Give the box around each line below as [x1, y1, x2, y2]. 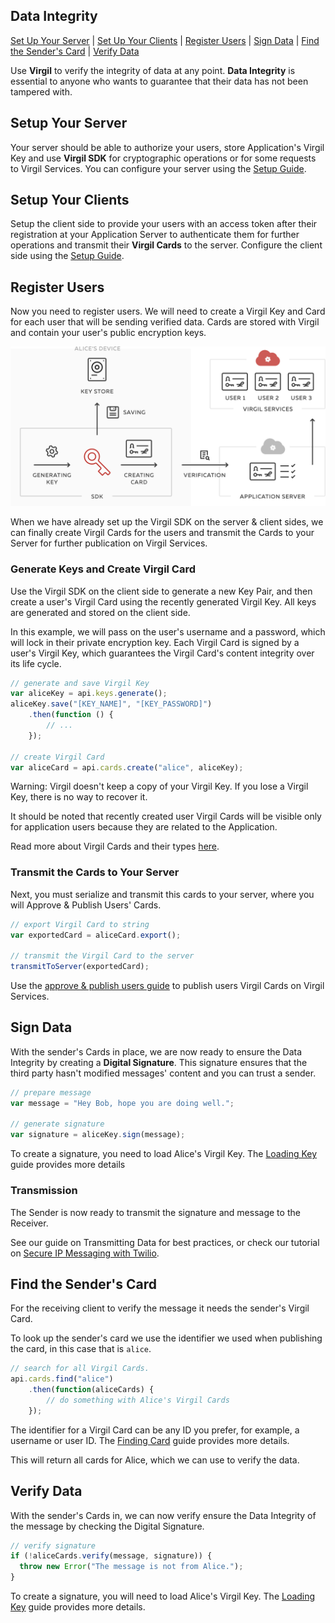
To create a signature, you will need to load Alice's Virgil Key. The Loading [10, 1590, 316, 1603]
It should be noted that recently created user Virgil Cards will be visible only [10, 810, 322, 823]
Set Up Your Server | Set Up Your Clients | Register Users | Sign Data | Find [10, 34, 320, 46]
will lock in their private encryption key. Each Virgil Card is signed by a [10, 636, 300, 648]
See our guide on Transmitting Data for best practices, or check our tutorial [10, 1236, 320, 1248]
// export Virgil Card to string [10, 919, 150, 929]
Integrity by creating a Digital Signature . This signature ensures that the [10, 1056, 308, 1068]
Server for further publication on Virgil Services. [10, 537, 208, 549]
